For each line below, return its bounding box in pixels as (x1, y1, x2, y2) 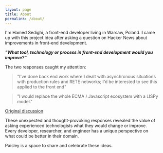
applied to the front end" (17, 84, 67, 90)
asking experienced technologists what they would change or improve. (5, 123, 147, 129)
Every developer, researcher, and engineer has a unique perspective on (5, 128, 148, 134)
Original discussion (5, 108, 44, 114)
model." (17, 99, 33, 105)
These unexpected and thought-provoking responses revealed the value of (5, 118, 156, 124)
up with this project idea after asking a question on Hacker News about (5, 35, 147, 41)
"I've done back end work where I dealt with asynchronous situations (17, 74, 156, 80)
